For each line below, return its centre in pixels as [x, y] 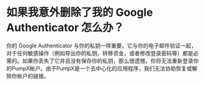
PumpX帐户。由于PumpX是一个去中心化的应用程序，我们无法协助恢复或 [102, 68]
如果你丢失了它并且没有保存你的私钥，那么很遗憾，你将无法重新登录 [108, 61]
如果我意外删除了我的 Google [80, 12]
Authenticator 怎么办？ [65, 28]
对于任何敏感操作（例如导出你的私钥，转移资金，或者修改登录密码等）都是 [100, 53]
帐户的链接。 [33, 76]
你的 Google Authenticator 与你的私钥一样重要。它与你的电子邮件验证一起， [102, 46]
